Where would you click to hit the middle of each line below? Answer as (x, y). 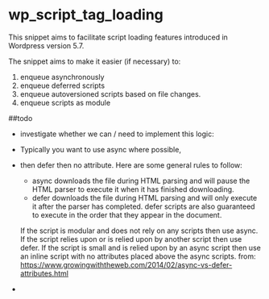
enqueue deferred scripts (62, 85)
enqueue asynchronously (62, 77)
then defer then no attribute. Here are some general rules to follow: (131, 165)
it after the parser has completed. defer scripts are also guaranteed (143, 206)
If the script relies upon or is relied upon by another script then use (131, 239)
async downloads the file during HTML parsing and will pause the (141, 181)
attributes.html (44, 273)
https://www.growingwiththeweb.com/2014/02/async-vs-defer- (126, 264)
